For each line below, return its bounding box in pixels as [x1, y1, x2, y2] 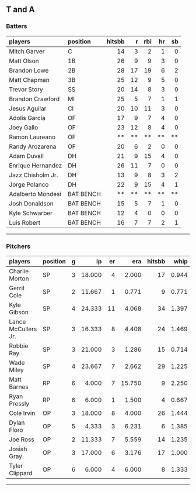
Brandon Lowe [9, 66, 49, 74]
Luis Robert [9, 218, 41, 226]
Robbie [9, 342, 29, 350]
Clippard [9, 469, 33, 477]
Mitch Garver [9, 47, 45, 55]
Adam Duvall [9, 152, 44, 160]
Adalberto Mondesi [9, 190, 62, 198]
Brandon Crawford [9, 95, 60, 103]
